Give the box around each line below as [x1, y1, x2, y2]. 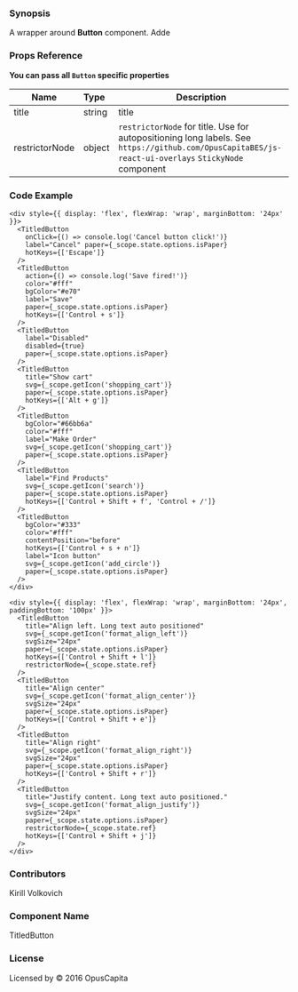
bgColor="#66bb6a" [25, 419, 93, 428]
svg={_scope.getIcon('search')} [25, 481, 145, 491]
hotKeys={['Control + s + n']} [25, 543, 141, 553]
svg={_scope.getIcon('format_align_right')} [25, 746, 192, 755]
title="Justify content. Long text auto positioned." [25, 792, 228, 802]
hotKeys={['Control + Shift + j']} [25, 831, 157, 840]
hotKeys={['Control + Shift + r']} [25, 769, 157, 778]
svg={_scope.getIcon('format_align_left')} [25, 629, 189, 638]
